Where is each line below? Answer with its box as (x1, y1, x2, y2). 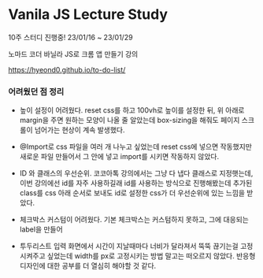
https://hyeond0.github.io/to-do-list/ (8, 65, 126, 74)
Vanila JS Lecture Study (8, 6, 168, 24)
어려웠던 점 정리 (8, 86, 65, 97)
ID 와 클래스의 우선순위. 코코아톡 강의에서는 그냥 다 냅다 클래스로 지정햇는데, (19, 169, 254, 178)
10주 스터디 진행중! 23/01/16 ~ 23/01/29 (8, 32, 133, 42)
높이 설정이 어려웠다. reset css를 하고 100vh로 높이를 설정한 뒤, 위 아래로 (19, 106, 245, 115)
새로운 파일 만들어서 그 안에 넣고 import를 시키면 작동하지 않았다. (19, 152, 219, 161)
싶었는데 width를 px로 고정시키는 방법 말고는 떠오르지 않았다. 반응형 (46, 251, 256, 261)
